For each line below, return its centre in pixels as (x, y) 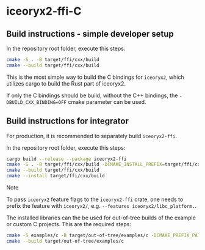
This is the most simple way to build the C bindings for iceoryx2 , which (95, 77)
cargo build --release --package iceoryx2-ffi (67, 159)
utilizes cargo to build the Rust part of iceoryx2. (66, 83)
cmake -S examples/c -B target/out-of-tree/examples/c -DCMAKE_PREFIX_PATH (105, 236)
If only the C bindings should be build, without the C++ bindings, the (92, 95)
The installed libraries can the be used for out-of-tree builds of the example (101, 218)
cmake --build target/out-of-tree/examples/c (65, 241)
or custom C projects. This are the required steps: (69, 224)
